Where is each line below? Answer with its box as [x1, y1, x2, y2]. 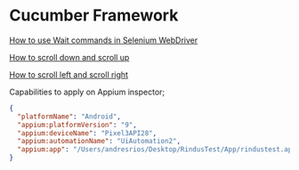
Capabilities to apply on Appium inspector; [9, 86, 166, 97]
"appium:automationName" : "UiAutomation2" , [17, 137, 181, 146]
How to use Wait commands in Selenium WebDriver [9, 35, 198, 45]
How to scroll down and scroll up [9, 52, 130, 62]
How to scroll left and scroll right [9, 69, 129, 80]
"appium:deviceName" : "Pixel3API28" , [17, 128, 158, 138]
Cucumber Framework [9, 5, 179, 26]
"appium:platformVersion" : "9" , [17, 120, 138, 129]
